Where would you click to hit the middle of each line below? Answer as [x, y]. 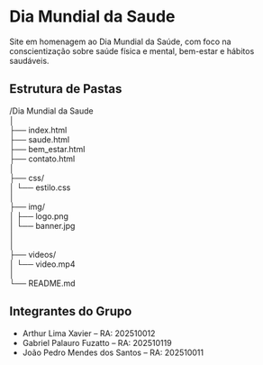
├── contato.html [42, 159]
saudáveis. [29, 60]
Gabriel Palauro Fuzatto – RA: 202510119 [97, 342]
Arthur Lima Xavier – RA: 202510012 [89, 333]
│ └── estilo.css [40, 187]
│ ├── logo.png [39, 216]
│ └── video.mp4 [42, 264]
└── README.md [42, 283]
